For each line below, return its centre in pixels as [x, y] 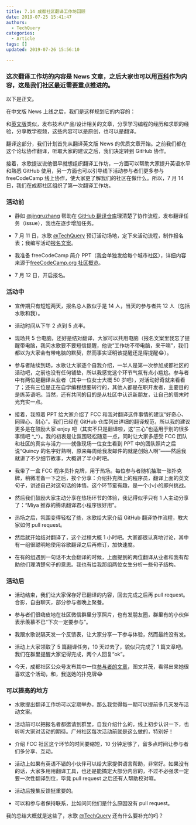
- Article [23, 39]
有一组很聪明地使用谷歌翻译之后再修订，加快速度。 [76, 544]
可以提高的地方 [27, 690]
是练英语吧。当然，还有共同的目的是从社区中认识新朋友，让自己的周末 [99, 394]
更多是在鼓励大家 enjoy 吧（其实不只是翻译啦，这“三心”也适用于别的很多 [102, 429]
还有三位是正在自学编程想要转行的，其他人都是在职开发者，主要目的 [107, 387]
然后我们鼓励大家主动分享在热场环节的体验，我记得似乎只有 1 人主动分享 [102, 497]
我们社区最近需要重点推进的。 [72, 85]
